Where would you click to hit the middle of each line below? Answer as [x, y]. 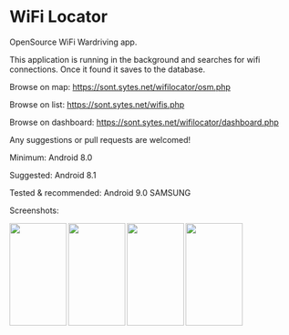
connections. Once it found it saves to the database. [108, 69]
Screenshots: [34, 210]
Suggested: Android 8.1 [53, 175]
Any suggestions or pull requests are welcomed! [100, 139]
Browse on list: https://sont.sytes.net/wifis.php [97, 104]
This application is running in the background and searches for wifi [135, 59]
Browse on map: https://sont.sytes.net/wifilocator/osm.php [120, 86]
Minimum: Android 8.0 [51, 157]
